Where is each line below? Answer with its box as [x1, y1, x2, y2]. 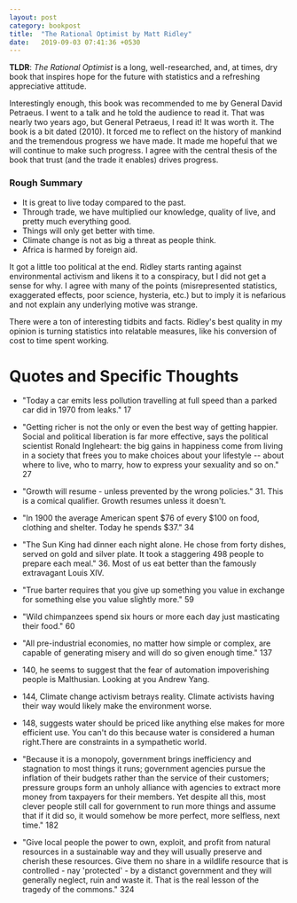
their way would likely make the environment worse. [21, 701, 213, 711]
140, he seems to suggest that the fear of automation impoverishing [21, 664, 270, 675]
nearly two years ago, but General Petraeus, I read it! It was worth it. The [9, 117, 275, 128]
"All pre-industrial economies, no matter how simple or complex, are [21, 638, 271, 648]
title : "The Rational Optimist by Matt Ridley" [9, 29, 192, 38]
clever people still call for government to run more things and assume [21, 801, 277, 812]
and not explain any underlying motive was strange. [9, 299, 198, 310]
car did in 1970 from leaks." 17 [21, 404, 132, 415]
